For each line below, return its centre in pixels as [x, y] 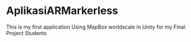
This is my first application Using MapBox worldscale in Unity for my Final [96, 27]
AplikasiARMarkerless [62, 11]
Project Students [27, 33]
